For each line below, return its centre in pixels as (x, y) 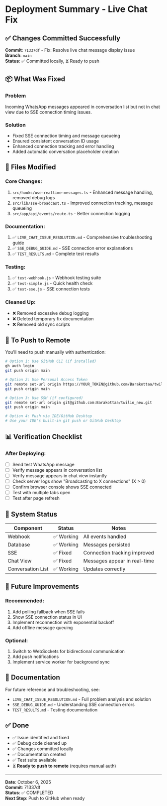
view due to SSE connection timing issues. (48, 112)
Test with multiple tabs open (41, 492)
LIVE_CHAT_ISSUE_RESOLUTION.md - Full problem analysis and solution (82, 699)
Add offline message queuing (42, 627)
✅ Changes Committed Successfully (63, 38)
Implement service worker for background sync (61, 662)
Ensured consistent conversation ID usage (56, 141)
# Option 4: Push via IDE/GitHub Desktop (49, 416)
